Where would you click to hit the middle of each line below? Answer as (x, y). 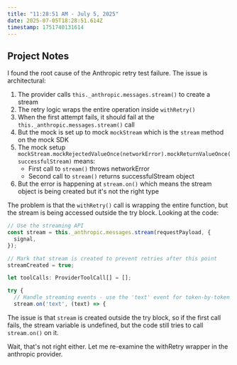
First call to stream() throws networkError (89, 169)
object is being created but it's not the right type (88, 191)
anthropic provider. (35, 354)
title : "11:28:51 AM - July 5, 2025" (63, 14)
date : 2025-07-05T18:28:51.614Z (55, 21)
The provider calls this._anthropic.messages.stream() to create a (114, 95)
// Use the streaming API (45, 226)
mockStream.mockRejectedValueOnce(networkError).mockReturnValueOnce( (124, 154)
